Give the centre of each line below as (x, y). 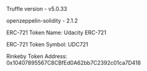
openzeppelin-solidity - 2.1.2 (42, 21)
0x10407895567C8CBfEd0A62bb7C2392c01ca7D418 (74, 63)
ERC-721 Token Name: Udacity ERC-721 (56, 32)
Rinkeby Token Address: (37, 56)
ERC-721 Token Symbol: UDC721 (47, 44)
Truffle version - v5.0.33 (37, 9)
